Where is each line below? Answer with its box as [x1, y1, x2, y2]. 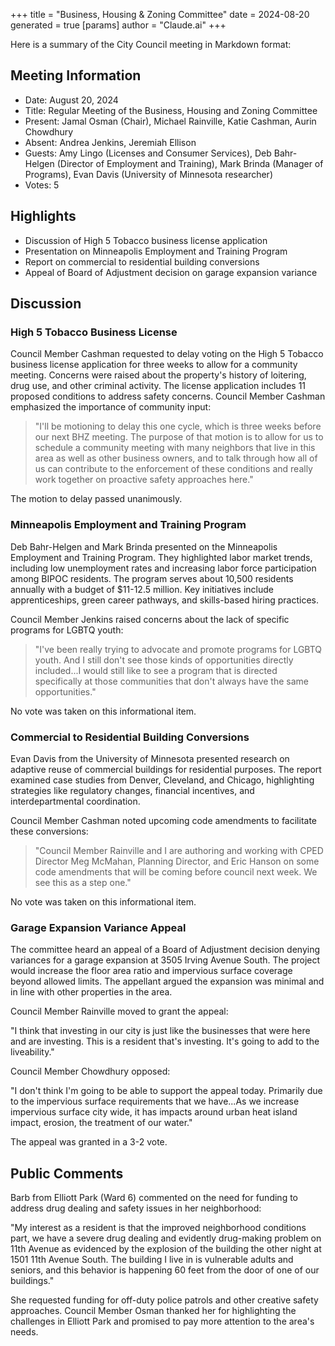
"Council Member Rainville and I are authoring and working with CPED [34, 844, 324, 856]
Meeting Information [10, 67, 142, 84]
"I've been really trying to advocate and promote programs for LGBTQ [34, 643, 323, 655]
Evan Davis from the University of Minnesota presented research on [10, 752, 290, 764]
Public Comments [10, 1165, 124, 1182]
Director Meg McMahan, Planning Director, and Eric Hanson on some [34, 855, 320, 867]
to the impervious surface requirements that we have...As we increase [10, 1095, 300, 1108]
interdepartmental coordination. [10, 795, 141, 807]
